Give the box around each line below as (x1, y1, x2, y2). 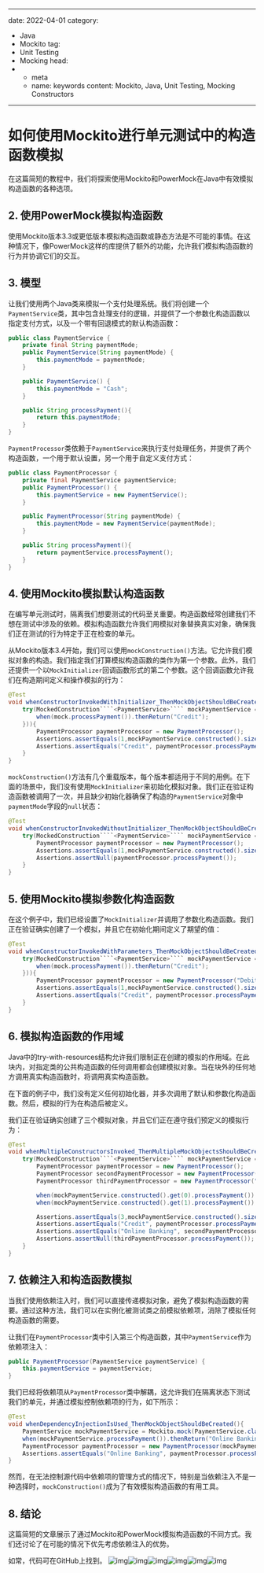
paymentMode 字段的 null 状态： (8, 802, 103, 811)
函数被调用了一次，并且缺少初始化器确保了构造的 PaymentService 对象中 (14, 792, 244, 801)
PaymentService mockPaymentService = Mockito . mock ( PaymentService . (22, 1427, 247, 1435)
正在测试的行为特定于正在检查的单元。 (14, 629, 139, 638)
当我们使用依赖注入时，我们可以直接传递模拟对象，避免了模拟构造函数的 (8, 1295, 242, 1305)
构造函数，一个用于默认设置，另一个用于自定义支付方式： (8, 453, 194, 463)
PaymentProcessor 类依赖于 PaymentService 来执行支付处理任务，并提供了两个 (8, 444, 251, 453)
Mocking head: (19, 56, 68, 65)
